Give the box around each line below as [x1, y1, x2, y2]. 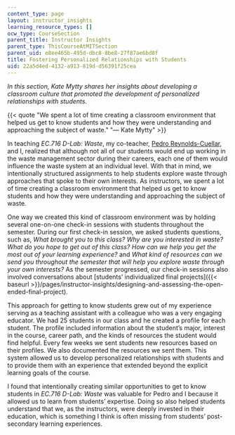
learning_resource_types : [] [7, 23, 93, 30]
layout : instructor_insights [7, 17, 93, 24]
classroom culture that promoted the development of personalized [7, 89, 200, 98]
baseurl [7, 279, 29, 289]
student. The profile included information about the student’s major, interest [7, 323, 226, 332]
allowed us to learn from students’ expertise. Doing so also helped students [7, 397, 226, 405]
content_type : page [7, 10, 65, 18]
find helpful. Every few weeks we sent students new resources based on [7, 339, 217, 347]
